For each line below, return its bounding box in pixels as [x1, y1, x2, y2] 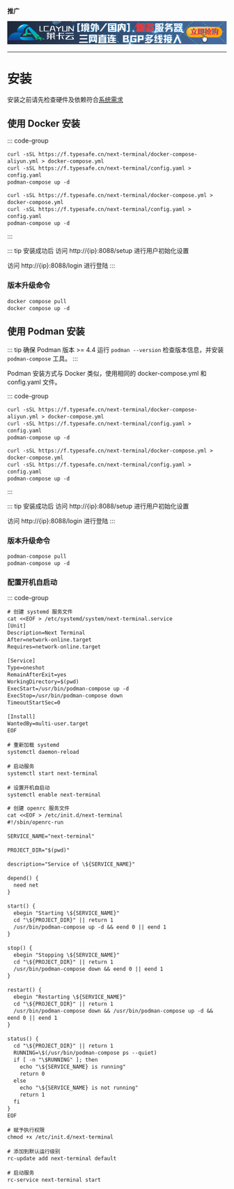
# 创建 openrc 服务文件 [7, 805, 70, 812]
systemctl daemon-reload [7, 749, 79, 756]
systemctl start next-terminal [7, 770, 98, 778]
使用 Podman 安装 [7, 326, 85, 337]
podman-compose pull [7, 553, 68, 560]
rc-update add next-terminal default [7, 1155, 117, 1162]
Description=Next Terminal [7, 629, 86, 636]
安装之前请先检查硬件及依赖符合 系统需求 [7, 95, 123, 103]
